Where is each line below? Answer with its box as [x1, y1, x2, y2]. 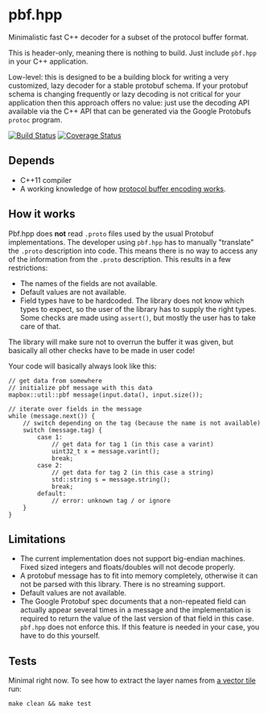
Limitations [8, 532, 66, 546]
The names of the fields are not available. [19, 278, 158, 288]
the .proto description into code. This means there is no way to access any [8, 246, 258, 255]
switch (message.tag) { [23, 425, 103, 434]
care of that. [19, 321, 61, 331]
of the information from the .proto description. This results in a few [8, 254, 232, 264]
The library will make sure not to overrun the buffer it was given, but [8, 337, 233, 347]
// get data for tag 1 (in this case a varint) [51, 440, 215, 448]
